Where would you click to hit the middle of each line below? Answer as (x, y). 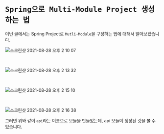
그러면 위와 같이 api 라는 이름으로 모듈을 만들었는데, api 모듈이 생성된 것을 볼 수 (80, 120)
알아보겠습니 (147, 34)
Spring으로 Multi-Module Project (71, 10)
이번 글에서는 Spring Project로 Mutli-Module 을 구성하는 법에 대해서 (70, 34)
